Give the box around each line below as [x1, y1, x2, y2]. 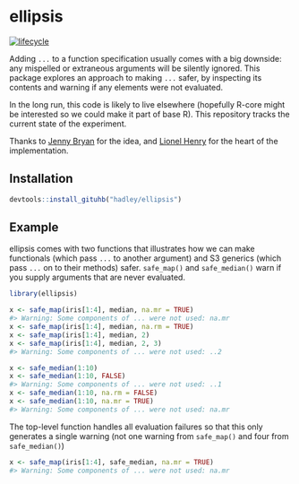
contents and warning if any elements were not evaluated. [9, 82, 224, 92]
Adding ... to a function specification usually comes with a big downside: [9, 53, 282, 64]
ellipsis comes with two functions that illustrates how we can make [9, 244, 255, 255]
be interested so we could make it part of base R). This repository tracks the [9, 108, 290, 119]
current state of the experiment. [9, 118, 127, 129]
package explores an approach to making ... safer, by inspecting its [9, 72, 262, 82]
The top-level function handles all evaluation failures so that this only [9, 421, 263, 432]
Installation [9, 171, 73, 186]
